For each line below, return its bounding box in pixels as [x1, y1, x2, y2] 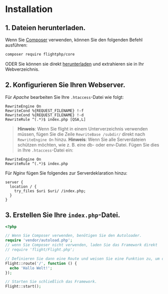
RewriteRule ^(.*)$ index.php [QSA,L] [5, 117, 86, 122]
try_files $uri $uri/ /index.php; [14, 188, 86, 194]
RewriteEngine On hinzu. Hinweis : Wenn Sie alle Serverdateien [17, 136, 146, 142]
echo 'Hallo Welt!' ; [9, 265, 52, 270]
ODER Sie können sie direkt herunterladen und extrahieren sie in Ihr [5, 61, 144, 67]
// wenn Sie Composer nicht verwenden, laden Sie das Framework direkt [5, 242, 157, 248]
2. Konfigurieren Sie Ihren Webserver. [5, 81, 125, 89]
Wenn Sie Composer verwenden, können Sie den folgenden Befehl [5, 37, 143, 43]
